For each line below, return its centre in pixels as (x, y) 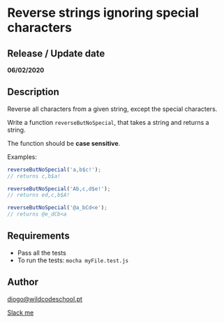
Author (23, 282)
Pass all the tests (42, 253)
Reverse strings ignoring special (103, 13)
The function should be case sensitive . (64, 143)
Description (33, 92)
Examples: (22, 157)
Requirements (38, 236)
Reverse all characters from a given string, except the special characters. (112, 109)
